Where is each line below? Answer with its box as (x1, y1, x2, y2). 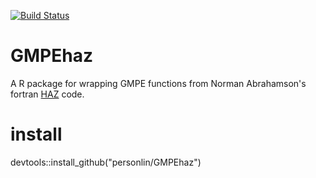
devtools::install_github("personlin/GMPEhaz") (10, 156, 202, 168)
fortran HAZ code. (10, 88, 85, 100)
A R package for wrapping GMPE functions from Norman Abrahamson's (10, 77, 307, 89)
